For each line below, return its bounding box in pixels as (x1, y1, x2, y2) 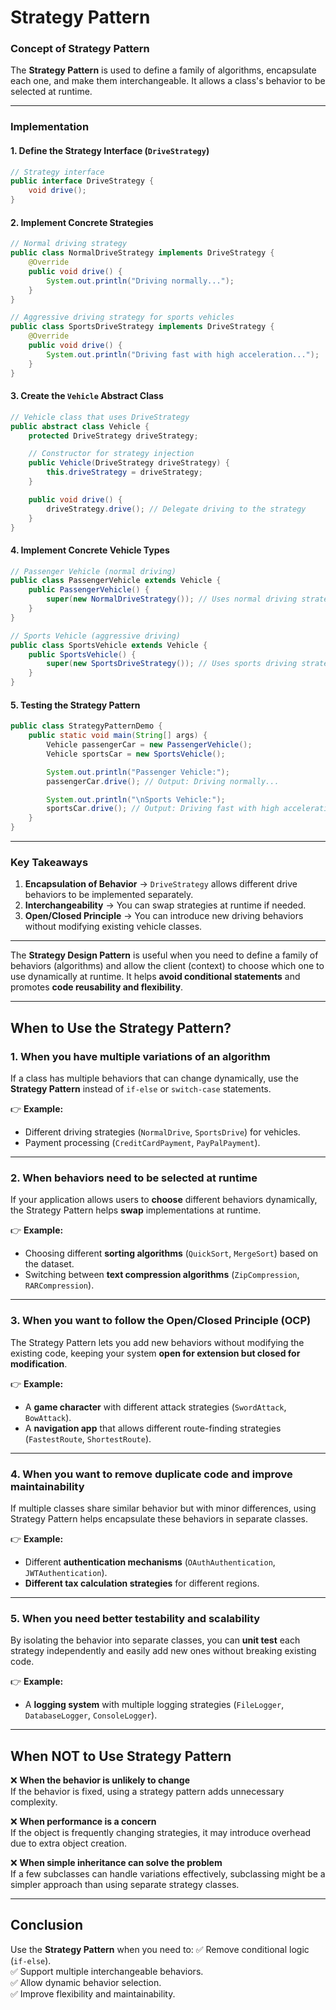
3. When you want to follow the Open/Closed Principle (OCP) (10, 1314, 312, 1328)
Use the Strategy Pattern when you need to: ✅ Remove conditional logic (10, 1943, 310, 1955)
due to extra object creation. (10, 1837, 128, 1850)
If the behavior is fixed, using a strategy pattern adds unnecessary (10, 1786, 285, 1798)
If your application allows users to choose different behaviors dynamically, (10, 1194, 318, 1206)
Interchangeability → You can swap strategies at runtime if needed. (24, 899, 307, 911)
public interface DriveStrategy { (10, 176, 155, 186)
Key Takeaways (10, 855, 89, 869)
